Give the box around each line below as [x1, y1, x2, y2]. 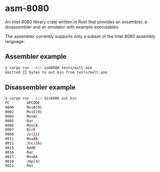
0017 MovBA [5, 154, 38, 159]
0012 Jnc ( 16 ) [5, 141, 42, 146]
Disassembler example [5, 83, 76, 91]
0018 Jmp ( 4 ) [5, 159, 40, 164]
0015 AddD [5, 145, 36, 150]
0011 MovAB [5, 136, 38, 142]
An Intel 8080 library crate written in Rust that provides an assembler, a [5, 19, 147, 25]
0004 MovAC [5, 114, 38, 119]
